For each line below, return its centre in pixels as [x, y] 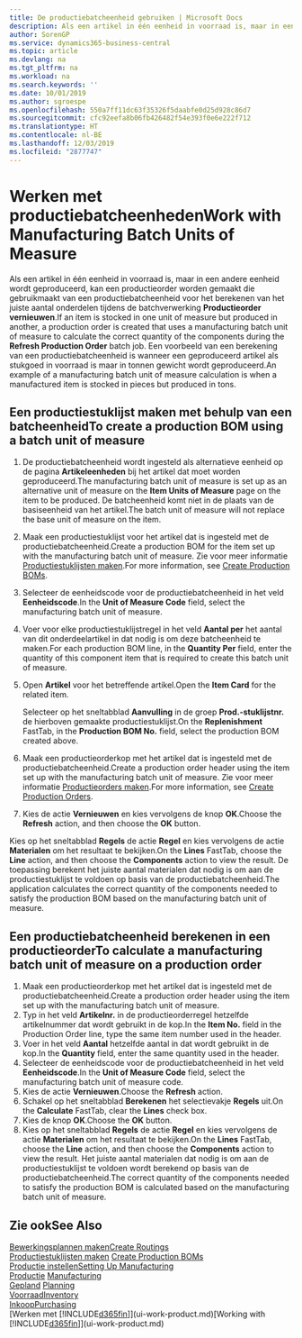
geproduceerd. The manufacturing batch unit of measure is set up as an [155, 481]
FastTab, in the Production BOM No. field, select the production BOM [151, 732]
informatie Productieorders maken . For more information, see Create [148, 787]
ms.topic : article [44, 51]
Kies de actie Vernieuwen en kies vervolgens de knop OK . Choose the [152, 814]
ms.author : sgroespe [48, 101]
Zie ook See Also [56, 1225]
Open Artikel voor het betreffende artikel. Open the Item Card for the [149, 685]
